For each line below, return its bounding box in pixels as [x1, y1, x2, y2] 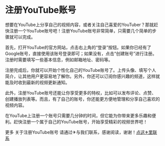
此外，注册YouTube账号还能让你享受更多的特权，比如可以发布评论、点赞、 [5, 89, 156, 96]
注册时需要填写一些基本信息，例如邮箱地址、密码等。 [5, 57, 113, 62]
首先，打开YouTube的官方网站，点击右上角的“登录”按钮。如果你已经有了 [5, 44, 151, 50]
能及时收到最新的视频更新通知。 [5, 79, 70, 85]
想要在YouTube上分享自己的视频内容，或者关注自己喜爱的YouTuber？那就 [5, 22, 154, 28]
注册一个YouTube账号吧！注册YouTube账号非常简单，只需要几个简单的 [9, 28, 152, 33]
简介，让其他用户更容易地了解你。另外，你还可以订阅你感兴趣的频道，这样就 [5, 73, 160, 79]
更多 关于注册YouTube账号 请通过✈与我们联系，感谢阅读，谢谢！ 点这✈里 [5, 129, 153, 135]
